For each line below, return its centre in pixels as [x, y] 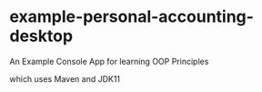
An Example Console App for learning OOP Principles [109, 61]
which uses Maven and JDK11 [65, 78]
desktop [41, 36]
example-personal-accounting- [132, 17]
